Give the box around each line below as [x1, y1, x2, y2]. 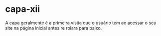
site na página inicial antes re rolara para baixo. [5, 25, 102, 31]
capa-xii [5, 3, 40, 15]
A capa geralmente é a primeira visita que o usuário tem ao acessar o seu [5, 20, 157, 26]
